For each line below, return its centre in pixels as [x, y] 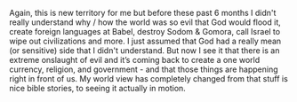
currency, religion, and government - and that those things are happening [144, 69]
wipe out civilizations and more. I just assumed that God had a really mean [145, 41]
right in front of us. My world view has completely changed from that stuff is [149, 78]
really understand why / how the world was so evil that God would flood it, [145, 22]
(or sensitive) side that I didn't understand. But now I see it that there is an [144, 51]
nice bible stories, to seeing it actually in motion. [98, 88]
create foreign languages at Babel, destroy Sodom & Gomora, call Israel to [145, 31]
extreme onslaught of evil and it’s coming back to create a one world [135, 60]
